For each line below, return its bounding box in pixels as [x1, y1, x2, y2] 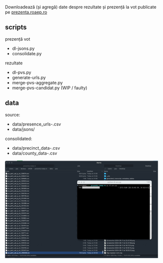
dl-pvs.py [12, 69, 32, 75]
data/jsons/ [12, 126, 35, 132]
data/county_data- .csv [12, 150, 57, 156]
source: [5, 111, 20, 118]
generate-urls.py [12, 75, 46, 80]
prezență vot [5, 36, 31, 42]
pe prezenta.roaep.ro [5, 9, 48, 15]
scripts [5, 23, 27, 31]
